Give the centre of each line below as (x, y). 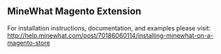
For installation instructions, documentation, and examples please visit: (109, 28)
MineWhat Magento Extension (74, 11)
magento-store (29, 43)
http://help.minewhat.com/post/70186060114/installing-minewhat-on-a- (110, 35)
